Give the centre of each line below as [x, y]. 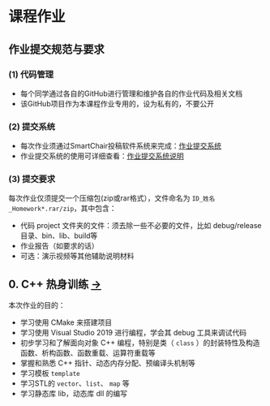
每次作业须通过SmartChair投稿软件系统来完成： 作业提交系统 [120, 146]
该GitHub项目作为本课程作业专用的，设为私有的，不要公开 [117, 103]
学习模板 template [50, 374]
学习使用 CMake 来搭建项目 [66, 322]
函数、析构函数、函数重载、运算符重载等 [88, 353]
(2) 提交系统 [32, 127]
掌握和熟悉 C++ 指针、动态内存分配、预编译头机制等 [108, 363]
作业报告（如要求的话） [59, 246]
